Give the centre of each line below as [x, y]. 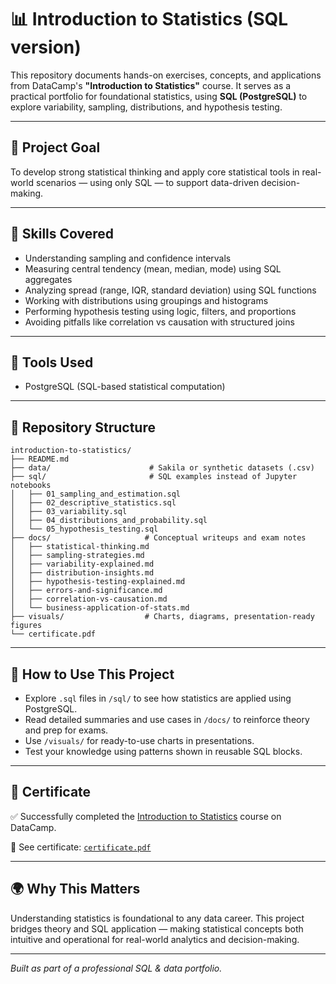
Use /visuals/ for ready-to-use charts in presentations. [139, 740]
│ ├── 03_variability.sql [69, 512]
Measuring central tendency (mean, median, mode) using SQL [153, 268]
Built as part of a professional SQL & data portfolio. [116, 968]
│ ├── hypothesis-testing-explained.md [98, 582]
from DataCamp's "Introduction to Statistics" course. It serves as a [151, 85]
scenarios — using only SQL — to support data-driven [147, 182]
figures [26, 626]
